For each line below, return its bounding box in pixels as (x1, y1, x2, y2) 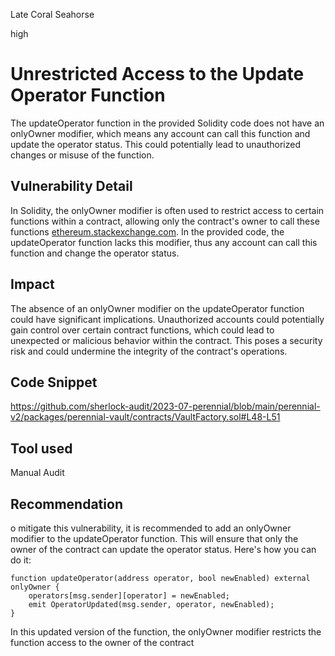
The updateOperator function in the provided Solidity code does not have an (10, 117, 325, 129)
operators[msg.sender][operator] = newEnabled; (28, 591, 230, 601)
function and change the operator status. (10, 247, 180, 259)
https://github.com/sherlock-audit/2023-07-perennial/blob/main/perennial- (10, 400, 321, 413)
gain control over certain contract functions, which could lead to (10, 324, 275, 336)
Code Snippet (10, 374, 98, 391)
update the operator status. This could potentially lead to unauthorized (10, 138, 301, 150)
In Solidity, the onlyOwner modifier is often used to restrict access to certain (10, 204, 325, 216)
